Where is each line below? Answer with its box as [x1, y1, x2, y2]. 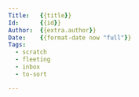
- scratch [15, 48, 47, 56]
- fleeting [15, 56, 51, 64]
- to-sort [15, 70, 47, 78]
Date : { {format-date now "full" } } [8, 33, 132, 42]
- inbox [15, 63, 41, 71]
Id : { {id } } [8, 19, 61, 27]
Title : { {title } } [8, 11, 72, 20]
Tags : [8, 41, 26, 49]
